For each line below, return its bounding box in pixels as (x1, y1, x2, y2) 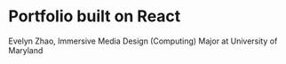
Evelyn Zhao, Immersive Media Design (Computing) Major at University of (8, 36, 278, 46)
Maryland (8, 44, 44, 55)
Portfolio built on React (8, 6, 181, 27)
